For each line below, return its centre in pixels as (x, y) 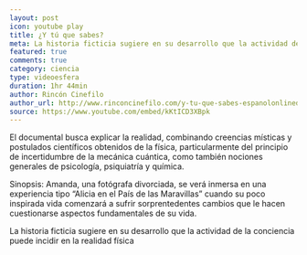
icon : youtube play (47, 27)
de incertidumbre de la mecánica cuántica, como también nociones (136, 157)
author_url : (32, 103)
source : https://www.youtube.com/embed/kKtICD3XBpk (110, 112)
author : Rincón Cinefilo (57, 94)
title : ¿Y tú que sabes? (57, 35)
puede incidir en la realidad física (72, 241)
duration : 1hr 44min (49, 86)
